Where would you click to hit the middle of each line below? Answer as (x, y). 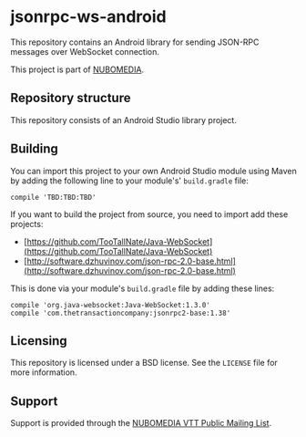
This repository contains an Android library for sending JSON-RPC (135, 42)
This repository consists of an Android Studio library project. (124, 120)
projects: (27, 224)
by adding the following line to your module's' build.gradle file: (129, 181)
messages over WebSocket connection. (85, 51)
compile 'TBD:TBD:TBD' (53, 197)
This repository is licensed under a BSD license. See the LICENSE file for (144, 363)
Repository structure (71, 98)
